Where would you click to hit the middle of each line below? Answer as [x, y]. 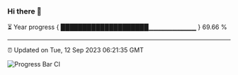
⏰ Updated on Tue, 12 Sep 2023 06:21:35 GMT [75, 50]
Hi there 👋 [25, 11]
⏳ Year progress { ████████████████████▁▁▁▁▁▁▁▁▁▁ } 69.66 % [117, 27]
